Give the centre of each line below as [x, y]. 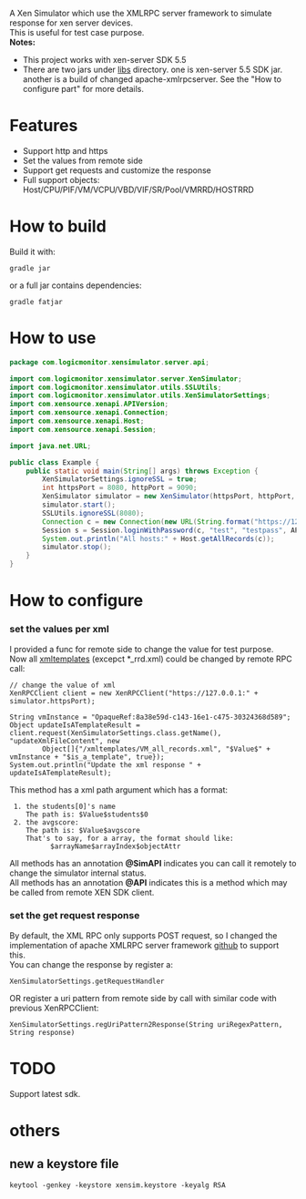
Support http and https [65, 150]
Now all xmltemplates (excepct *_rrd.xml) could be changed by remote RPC [151, 659]
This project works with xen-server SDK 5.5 [104, 60]
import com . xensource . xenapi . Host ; [77, 421]
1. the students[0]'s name [65, 806]
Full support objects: [61, 179]
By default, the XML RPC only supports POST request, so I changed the [143, 935]
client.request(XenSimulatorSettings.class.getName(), [116, 733]
